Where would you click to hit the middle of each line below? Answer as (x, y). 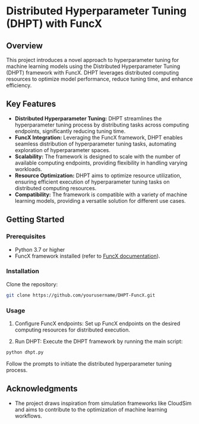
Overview (25, 46)
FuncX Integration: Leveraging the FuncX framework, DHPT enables (99, 137)
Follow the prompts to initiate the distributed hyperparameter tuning (89, 363)
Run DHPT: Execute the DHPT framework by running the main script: (99, 341)
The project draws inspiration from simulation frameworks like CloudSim (103, 403)
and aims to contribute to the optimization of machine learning (91, 409)
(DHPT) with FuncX (54, 24)
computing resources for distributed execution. (72, 330)
